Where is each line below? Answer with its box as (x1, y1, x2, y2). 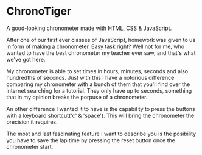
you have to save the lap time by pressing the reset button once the (6, 136, 175, 144)
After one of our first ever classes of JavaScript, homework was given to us (6, 36, 196, 43)
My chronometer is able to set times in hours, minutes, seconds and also (6, 67, 189, 74)
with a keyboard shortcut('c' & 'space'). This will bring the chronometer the (6, 112, 195, 119)
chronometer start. (6, 143, 54, 150)
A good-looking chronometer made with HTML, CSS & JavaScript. (6, 24, 172, 32)
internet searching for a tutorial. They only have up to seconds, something (6, 87, 192, 94)
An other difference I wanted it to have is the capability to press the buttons (6, 105, 196, 112)
